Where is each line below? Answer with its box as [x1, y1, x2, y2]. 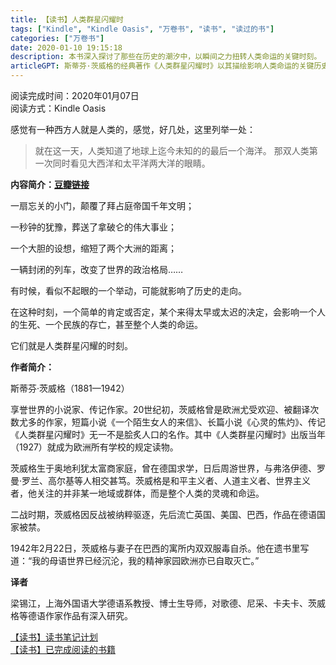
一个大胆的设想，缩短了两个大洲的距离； [10, 242, 177, 254]
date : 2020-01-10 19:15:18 [10, 42, 123, 53]
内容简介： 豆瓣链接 [10, 179, 90, 190]
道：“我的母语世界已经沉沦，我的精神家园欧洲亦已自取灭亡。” [10, 555, 260, 566]
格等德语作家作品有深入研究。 [10, 610, 133, 621]
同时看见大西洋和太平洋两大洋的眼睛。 [52, 157, 211, 169]
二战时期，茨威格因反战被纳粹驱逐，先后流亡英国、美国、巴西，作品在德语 [10, 509, 317, 520]
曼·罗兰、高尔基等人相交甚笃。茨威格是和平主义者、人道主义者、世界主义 [10, 475, 312, 486]
